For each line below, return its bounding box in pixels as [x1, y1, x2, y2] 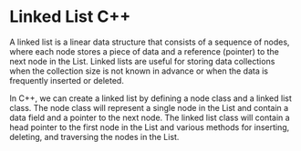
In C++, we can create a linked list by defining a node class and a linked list [9, 93, 292, 104]
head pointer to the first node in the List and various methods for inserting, [9, 121, 290, 133]
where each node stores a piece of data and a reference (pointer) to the [9, 45, 280, 56]
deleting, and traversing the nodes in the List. [9, 131, 180, 142]
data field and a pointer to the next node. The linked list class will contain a [9, 112, 290, 123]
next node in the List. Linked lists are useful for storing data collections [9, 55, 275, 66]
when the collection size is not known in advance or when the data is [9, 65, 269, 76]
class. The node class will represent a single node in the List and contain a [9, 102, 289, 113]
